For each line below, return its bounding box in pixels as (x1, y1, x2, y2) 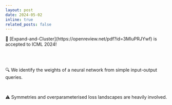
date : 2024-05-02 (5, 12, 43, 17)
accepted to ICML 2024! (5, 41, 57, 48)
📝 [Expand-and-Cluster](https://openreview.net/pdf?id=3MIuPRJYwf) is (5, 36, 158, 42)
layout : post (5, 7, 33, 13)
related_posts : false (5, 22, 52, 27)
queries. (5, 74, 23, 80)
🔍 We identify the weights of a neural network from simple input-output (5, 67, 158, 73)
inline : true (5, 17, 33, 22)
